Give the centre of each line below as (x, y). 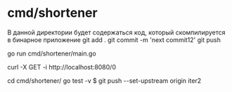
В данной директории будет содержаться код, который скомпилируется (117, 32)
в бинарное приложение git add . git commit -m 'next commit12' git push (114, 39)
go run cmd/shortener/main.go (52, 53)
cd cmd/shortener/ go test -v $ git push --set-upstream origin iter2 (104, 80)
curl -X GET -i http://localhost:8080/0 (62, 67)
